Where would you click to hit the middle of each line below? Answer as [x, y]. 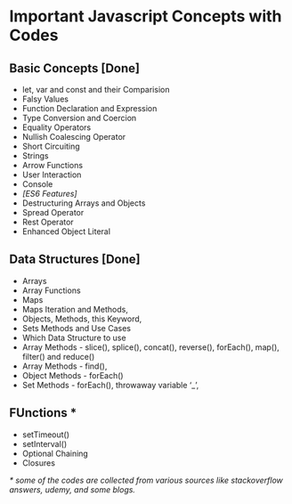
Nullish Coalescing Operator [74, 137]
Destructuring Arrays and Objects [84, 203]
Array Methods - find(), [65, 366]
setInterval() [45, 443]
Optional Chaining [55, 453]
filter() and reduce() [58, 356]
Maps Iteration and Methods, [75, 309]
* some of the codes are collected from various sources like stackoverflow [146, 480]
